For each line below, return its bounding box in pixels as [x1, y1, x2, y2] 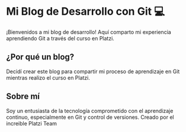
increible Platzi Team [6, 120, 57, 127]
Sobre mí [6, 92, 40, 102]
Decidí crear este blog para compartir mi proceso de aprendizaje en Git [6, 68, 180, 75]
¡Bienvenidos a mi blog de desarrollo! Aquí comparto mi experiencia [6, 28, 172, 36]
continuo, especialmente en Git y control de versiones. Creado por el [6, 114, 174, 121]
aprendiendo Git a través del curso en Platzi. [6, 34, 114, 42]
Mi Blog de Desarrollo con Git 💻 [6, 5, 165, 18]
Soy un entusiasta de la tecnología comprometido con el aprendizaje [6, 107, 174, 114]
